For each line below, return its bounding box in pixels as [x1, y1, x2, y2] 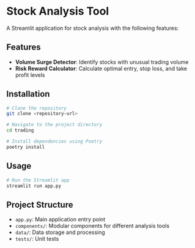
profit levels [15, 71, 45, 79]
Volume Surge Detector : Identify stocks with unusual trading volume [15, 58, 189, 65]
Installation [6, 89, 50, 99]
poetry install [6, 144, 45, 150]
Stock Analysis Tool [6, 4, 109, 18]
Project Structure [6, 199, 73, 210]
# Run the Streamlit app [6, 177, 70, 183]
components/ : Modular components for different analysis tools [15, 222, 170, 230]
